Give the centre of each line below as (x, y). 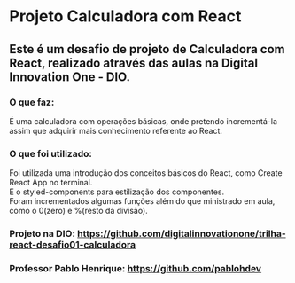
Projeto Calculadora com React (125, 16)
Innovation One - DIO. (70, 77)
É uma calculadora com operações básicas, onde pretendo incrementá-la (143, 121)
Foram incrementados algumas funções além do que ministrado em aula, (142, 201)
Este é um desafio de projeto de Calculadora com (147, 49)
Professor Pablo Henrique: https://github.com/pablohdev (136, 269)
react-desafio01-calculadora (72, 245)
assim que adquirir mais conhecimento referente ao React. (116, 130)
